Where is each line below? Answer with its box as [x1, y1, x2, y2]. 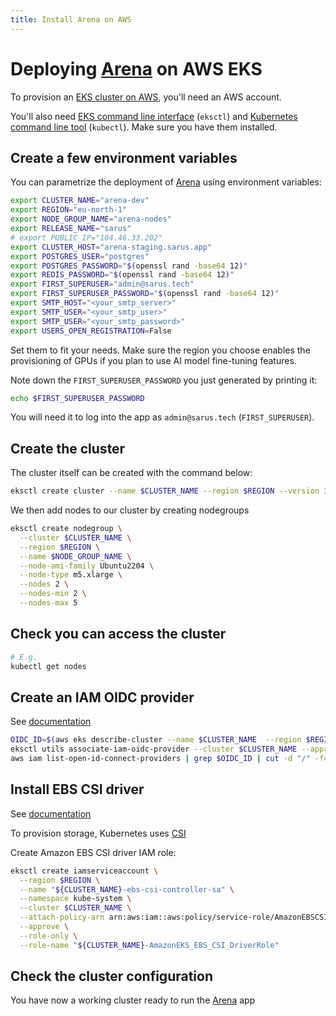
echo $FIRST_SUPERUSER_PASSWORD [10, 393, 145, 403]
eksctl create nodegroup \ [10, 524, 123, 534]
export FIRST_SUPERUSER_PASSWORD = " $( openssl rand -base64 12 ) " [10, 289, 280, 299]
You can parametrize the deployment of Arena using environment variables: [10, 176, 322, 188]
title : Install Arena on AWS [10, 14, 132, 25]
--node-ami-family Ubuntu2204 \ [19, 561, 155, 571]
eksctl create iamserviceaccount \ [10, 866, 159, 876]
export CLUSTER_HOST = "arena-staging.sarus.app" [10, 242, 213, 252]
